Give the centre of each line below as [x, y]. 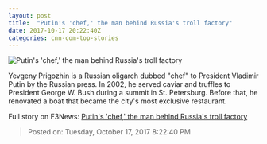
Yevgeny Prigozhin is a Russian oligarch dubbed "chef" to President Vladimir [133, 76]
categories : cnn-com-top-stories [64, 38]
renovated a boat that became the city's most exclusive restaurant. [118, 101]
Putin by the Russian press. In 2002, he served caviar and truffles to [120, 84]
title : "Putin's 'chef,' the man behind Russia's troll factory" [120, 23]
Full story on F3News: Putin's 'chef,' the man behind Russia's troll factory [128, 117]
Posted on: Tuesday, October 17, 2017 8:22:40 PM [109, 132]
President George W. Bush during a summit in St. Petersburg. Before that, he [133, 93]
